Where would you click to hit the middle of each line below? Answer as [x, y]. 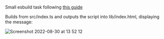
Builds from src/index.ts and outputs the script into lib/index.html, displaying [82, 17]
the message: [19, 22]
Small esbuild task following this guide [44, 7]
